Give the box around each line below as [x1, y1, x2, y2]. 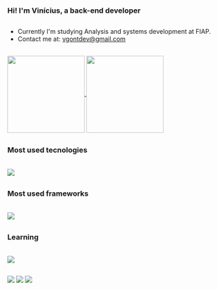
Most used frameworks [7, 189, 89, 198]
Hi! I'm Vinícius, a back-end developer [7, 6, 141, 15]
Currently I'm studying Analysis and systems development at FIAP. [17, 27, 212, 36]
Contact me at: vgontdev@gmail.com [17, 34, 126, 44]
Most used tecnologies [7, 145, 88, 155]
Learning [7, 232, 39, 241]
